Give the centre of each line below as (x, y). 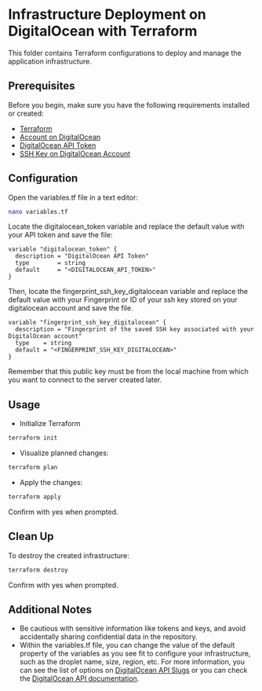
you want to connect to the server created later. (85, 380)
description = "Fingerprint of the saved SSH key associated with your (135, 329)
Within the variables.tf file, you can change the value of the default (127, 645)
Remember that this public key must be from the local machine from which (128, 372)
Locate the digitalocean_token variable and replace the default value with (126, 226)
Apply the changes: (51, 482)
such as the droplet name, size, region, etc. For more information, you (132, 662)
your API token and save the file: (60, 235)
